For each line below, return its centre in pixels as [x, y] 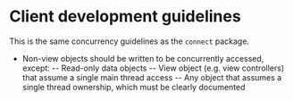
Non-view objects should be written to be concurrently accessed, [143, 58]
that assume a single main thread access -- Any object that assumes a [152, 77]
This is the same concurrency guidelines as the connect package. [130, 41]
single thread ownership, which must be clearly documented [134, 87]
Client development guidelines [125, 17]
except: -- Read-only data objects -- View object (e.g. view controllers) [153, 68]
